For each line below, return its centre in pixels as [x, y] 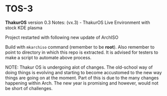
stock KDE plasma [24, 27]
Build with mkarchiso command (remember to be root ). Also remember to [80, 47]
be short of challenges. [29, 88]
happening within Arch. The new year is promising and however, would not [82, 83]
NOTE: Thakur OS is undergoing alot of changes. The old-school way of [79, 67]
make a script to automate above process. [48, 57]
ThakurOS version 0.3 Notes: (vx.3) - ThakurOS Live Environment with [78, 22]
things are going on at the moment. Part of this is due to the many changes [82, 78]
